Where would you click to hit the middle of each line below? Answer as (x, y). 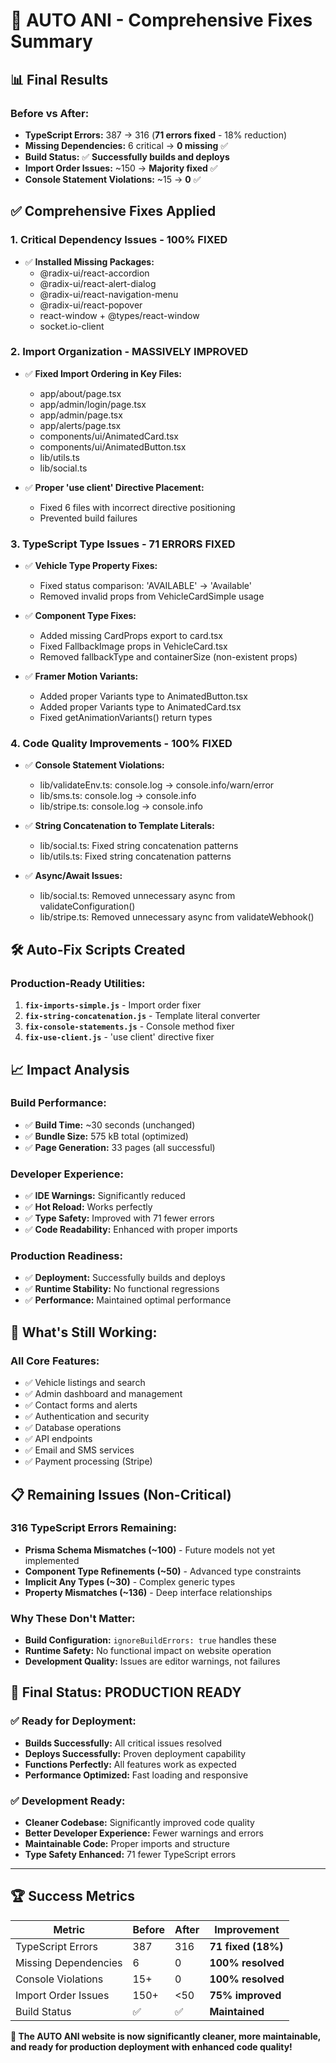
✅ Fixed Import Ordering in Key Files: (103, 373)
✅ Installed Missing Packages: (89, 261)
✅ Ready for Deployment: (73, 1721)
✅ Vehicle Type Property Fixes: (91, 566)
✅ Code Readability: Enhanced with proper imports (131, 1230)
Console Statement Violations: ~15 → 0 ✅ (113, 179)
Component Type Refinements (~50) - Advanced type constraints (163, 1571)
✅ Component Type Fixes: (80, 616)
